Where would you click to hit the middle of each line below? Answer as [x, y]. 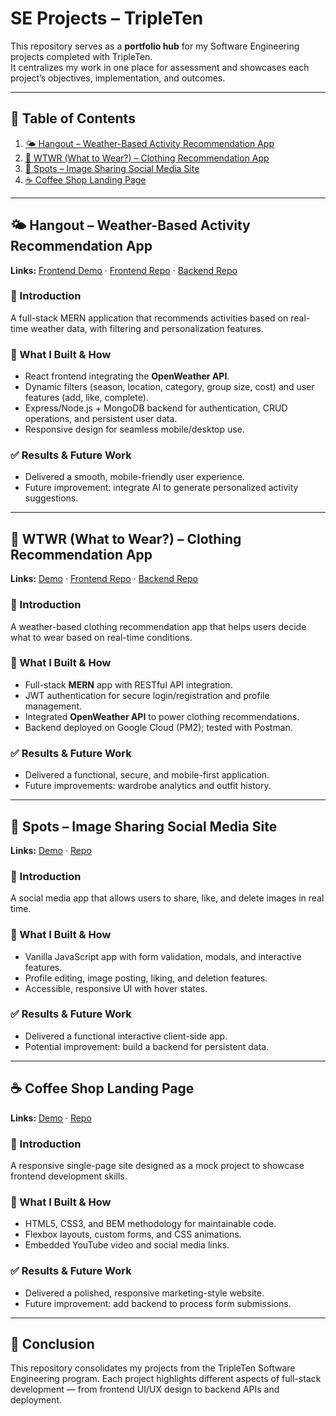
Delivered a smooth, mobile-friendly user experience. [134, 477]
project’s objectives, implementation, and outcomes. [118, 78]
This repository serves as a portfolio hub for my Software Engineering [155, 46]
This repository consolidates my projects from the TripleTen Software [153, 1368]
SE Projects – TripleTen [107, 18]
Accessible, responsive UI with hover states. [116, 988]
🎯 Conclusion [52, 1343]
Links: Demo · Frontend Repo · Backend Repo [104, 579]
